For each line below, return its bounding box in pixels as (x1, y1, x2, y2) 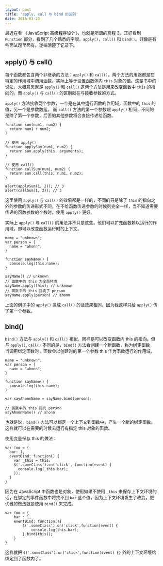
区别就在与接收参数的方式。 (63, 90, 119, 96)
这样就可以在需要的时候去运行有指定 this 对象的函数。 (5, 425, 113, 431)
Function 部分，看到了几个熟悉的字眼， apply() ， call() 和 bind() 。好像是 (5, 36, 153, 42)
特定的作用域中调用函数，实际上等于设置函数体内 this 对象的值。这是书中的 (5, 78, 157, 84)
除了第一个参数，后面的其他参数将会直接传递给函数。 (9, 113, 115, 118)
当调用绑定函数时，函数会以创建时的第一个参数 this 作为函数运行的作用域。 (5, 348, 155, 354)
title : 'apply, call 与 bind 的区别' (5, 12, 79, 17)
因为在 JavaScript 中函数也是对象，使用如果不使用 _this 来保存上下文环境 (5, 489, 153, 494)
